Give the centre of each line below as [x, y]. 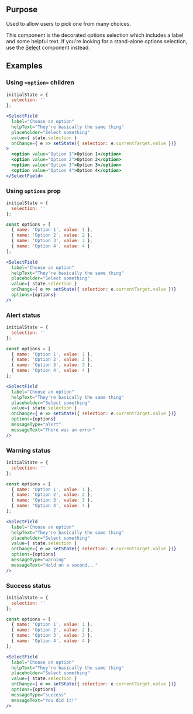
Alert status [23, 315]
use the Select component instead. [48, 47]
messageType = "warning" [39, 560]
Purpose [22, 10]
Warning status [28, 450]
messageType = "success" [39, 695]
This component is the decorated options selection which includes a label [95, 35]
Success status [29, 585]
